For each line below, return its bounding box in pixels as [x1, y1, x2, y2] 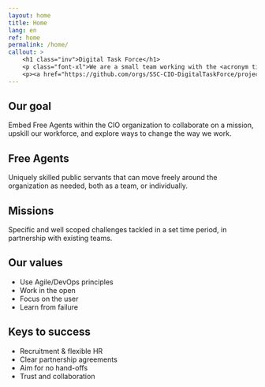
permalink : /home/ [8, 41, 69, 49]
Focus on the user [19, 294, 79, 303]
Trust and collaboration [19, 371, 95, 381]
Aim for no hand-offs [19, 363, 88, 372]
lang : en [8, 26, 37, 34]
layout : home [8, 11, 51, 20]
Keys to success [8, 325, 91, 339]
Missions [8, 204, 54, 217]
